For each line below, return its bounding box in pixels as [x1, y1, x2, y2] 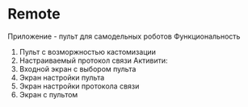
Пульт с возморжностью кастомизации [19, 47, 157, 56]
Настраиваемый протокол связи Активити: [19, 56, 168, 65]
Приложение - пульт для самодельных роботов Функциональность [7, 31, 241, 41]
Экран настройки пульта [19, 72, 105, 82]
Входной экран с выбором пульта [19, 64, 137, 73]
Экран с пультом [19, 89, 78, 99]
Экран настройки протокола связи [19, 81, 140, 91]
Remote [7, 5, 61, 23]
